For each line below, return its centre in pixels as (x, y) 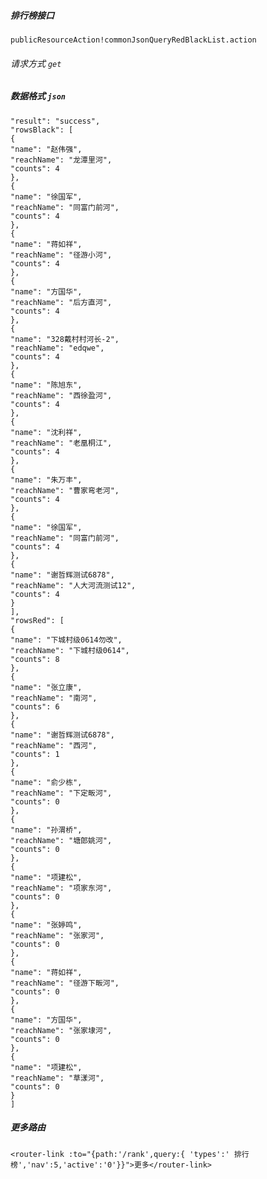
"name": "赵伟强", (46, 149)
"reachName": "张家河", (57, 935)
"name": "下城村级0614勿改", (66, 640)
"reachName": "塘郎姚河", (61, 840)
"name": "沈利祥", (46, 432)
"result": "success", (55, 121)
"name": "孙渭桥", (46, 830)
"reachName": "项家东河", (61, 888)
